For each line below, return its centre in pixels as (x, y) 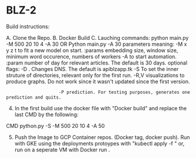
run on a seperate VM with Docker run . (62, 150)
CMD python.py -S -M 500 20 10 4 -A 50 (55, 126)
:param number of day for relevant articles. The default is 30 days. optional (97, 63)
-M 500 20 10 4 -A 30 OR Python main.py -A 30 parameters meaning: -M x (97, 44)
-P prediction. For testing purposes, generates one (124, 92)
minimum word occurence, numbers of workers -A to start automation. (92, 56)
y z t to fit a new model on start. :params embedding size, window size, (92, 50)
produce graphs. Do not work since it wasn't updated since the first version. (98, 81)
